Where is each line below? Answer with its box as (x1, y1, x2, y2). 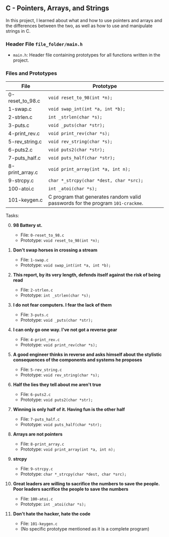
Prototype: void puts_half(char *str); (20, 422, 102, 428)
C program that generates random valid (48, 193, 141, 200)
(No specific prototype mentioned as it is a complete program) (20, 526, 149, 532)
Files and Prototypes (6, 70, 57, 77)
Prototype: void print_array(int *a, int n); (20, 446, 116, 452)
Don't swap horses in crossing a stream (13, 247, 97, 253)
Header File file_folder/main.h (6, 40, 83, 47)
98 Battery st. (13, 222, 43, 228)
